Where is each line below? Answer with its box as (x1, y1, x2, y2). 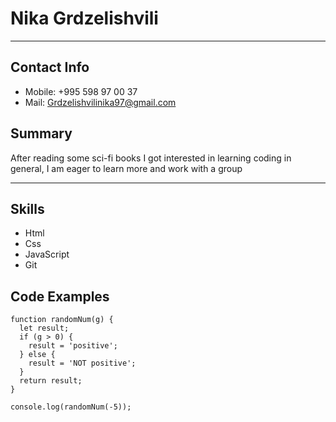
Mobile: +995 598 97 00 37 (24, 85, 138, 97)
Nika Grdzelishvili (10, 7, 159, 30)
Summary (10, 125, 73, 142)
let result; (19, 323, 70, 334)
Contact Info (10, 59, 90, 76)
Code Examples (10, 288, 110, 305)
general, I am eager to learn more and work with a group (10, 162, 243, 174)
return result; (19, 376, 83, 386)
